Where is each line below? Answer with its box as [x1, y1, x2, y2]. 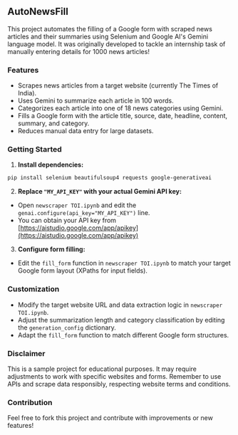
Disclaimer [7, 348, 46, 358]
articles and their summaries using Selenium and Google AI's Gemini [7, 32, 209, 41]
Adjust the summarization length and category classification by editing [17, 315, 225, 324]
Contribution [7, 397, 53, 407]
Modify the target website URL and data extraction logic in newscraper [17, 300, 223, 309]
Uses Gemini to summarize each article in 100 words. [17, 96, 174, 105]
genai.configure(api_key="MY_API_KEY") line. [17, 209, 150, 217]
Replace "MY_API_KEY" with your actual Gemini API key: [17, 187, 182, 196]
